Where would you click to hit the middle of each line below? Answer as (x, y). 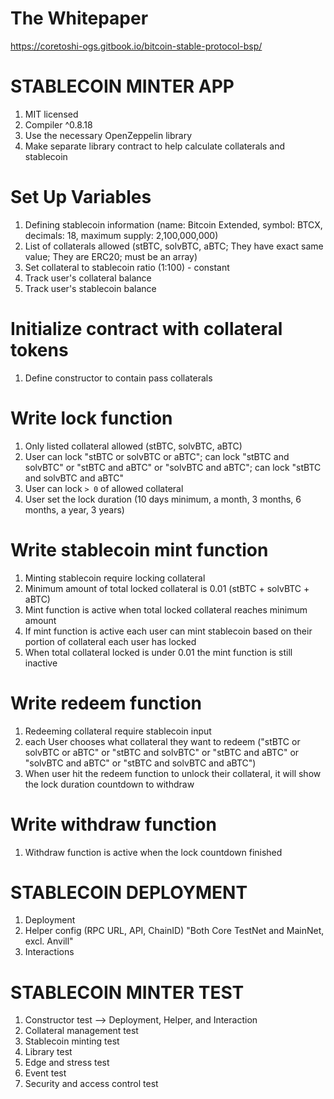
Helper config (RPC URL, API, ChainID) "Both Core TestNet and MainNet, (174, 931)
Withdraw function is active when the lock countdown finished (153, 852)
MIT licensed (51, 114)
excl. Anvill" (49, 941)
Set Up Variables (81, 197)
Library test (48, 1052)
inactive (41, 663)
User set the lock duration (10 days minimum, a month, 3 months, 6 (163, 499)
